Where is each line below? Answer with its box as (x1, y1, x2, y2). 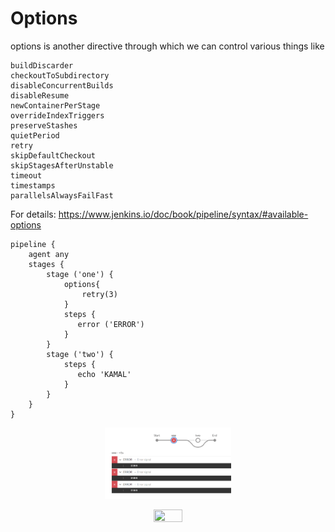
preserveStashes (10, 120, 78, 131)
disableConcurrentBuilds (10, 80, 114, 91)
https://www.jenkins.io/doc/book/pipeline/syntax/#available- (58, 208, 309, 220)
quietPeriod (10, 130, 60, 141)
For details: (10, 208, 57, 220)
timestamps (10, 180, 56, 191)
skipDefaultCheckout (10, 150, 97, 161)
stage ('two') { (46, 349, 114, 359)
